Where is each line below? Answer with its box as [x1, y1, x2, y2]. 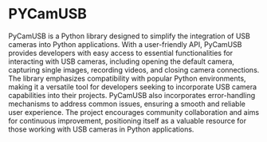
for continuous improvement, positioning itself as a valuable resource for [8, 116, 247, 125]
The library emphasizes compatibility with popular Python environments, [8, 73, 246, 83]
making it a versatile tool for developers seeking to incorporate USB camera [8, 81, 257, 92]
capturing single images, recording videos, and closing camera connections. [8, 65, 260, 74]
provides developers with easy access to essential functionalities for [8, 48, 234, 57]
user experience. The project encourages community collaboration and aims [8, 107, 260, 116]
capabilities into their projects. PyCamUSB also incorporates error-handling [8, 90, 256, 100]
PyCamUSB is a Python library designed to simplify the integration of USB [8, 31, 251, 41]
